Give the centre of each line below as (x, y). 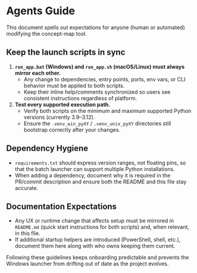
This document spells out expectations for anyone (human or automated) (96, 27)
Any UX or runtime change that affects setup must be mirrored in (94, 221)
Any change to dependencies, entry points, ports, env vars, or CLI (104, 79)
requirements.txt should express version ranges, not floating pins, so (100, 163)
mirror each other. (38, 73)
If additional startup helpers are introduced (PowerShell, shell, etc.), (98, 240)
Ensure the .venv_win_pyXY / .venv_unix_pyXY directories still (97, 123)
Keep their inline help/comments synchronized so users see (97, 92)
